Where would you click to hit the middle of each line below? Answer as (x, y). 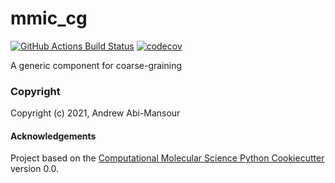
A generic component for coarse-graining (96, 65)
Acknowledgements (53, 136)
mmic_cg (49, 18)
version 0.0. (35, 169)
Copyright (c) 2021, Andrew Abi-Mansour (95, 113)
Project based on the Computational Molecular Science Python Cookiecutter (167, 158)
